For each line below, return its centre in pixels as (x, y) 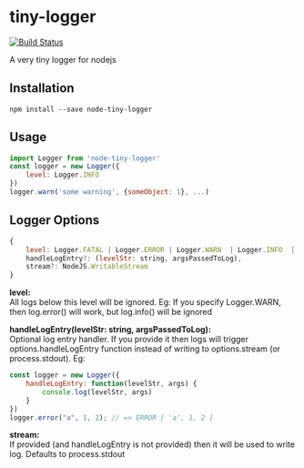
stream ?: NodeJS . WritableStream (87, 267)
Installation (42, 88)
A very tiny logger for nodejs (63, 59)
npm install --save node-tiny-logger (81, 109)
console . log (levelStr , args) (97, 392)
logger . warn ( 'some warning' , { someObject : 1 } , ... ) (109, 192)
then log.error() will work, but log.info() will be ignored (111, 312)
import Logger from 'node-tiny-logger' (85, 158)
